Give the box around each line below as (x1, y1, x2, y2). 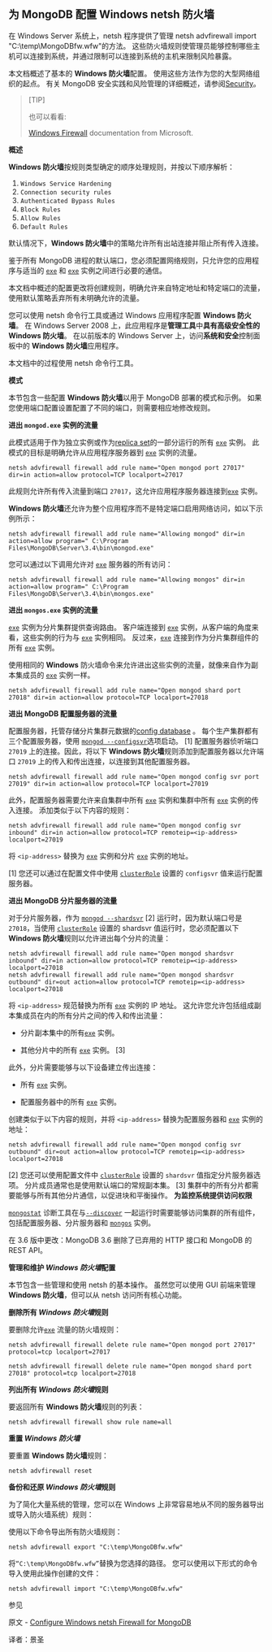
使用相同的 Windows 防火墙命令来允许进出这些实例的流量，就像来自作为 (8, 659, 252, 669)
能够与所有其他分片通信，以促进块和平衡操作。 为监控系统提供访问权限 (15, 1190, 253, 1200)
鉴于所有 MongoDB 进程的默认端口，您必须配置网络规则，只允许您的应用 (8, 255, 253, 265)
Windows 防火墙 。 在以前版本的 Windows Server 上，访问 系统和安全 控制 (8, 330, 253, 340)
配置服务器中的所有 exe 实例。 (19, 1097, 122, 1106)
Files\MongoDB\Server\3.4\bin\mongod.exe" (8, 544, 154, 552)
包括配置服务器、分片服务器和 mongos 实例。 (8, 1218, 156, 1228)
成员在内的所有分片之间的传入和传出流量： (22, 1011, 165, 1020)
